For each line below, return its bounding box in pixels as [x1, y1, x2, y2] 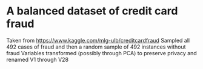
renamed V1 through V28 [6, 56, 68, 63]
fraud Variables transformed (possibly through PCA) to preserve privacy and [6, 49, 197, 56]
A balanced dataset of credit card [6, 4, 178, 18]
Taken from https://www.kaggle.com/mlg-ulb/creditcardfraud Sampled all [6, 37, 190, 44]
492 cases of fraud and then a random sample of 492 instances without [6, 43, 186, 50]
